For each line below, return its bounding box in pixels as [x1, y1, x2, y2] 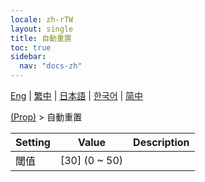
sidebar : [10, 52, 47, 62]
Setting [15, 136, 51, 149]
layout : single [10, 24, 74, 34]
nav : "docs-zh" [19, 61, 83, 71]
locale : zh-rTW [10, 14, 74, 25]
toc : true [10, 42, 52, 53]
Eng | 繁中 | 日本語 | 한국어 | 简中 [10, 90, 144, 101]
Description [133, 136, 190, 149]
